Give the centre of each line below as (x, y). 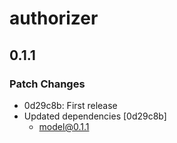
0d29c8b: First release (70, 105)
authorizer (54, 18)
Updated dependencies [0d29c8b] (95, 116)
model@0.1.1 (64, 126)
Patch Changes (47, 84)
